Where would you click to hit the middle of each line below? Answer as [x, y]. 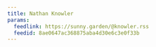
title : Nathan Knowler [40, 13]
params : [19, 20]
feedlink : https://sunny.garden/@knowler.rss [82, 26]
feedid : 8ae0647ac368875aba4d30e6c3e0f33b [77, 33]
